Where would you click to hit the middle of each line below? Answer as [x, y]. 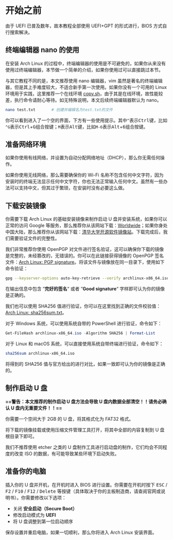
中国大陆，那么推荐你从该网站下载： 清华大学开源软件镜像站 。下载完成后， [84, 232]
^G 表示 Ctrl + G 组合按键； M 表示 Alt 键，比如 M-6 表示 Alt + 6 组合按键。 [77, 127]
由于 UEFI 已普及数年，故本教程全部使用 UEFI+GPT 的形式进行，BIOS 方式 [84, 26]
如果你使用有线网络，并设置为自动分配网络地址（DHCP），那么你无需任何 [83, 158]
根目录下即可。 [21, 436]
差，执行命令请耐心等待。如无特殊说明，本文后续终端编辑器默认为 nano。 [83, 100]
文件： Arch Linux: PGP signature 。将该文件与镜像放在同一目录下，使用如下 [85, 262]
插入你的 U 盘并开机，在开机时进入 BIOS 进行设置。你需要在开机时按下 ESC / [86, 484]
